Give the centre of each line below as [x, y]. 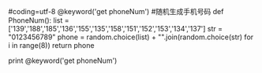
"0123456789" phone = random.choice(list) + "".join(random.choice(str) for [131, 37]
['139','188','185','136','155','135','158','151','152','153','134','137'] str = [116, 29]
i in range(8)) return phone [51, 45]
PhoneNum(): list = [39, 20]
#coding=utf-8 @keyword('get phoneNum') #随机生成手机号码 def [116, 11]
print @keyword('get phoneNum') [63, 60]
